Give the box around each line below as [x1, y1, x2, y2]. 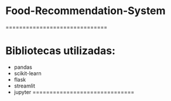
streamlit [13, 82, 36, 89]
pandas [13, 63, 33, 70]
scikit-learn [13, 69, 42, 77]
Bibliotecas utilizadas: [5, 44, 115, 58]
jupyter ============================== [13, 88, 135, 95]
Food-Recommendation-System [5, 4, 166, 18]
